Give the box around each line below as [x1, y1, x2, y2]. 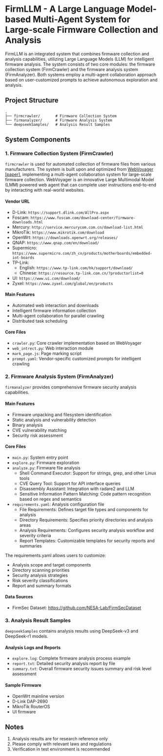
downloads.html [12, 219, 43, 225]
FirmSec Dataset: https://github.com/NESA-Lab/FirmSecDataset [12, 605, 142, 611]
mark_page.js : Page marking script [12, 351, 81, 356]
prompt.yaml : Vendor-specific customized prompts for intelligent [12, 356, 142, 362]
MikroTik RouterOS [12, 704, 50, 709]
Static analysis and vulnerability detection [12, 417, 96, 423]
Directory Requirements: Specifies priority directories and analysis [19, 517, 153, 522]
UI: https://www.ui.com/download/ [12, 275, 81, 281]
